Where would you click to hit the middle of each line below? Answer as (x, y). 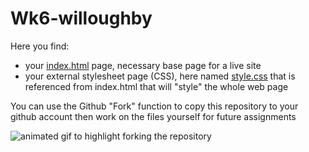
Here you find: (40, 46)
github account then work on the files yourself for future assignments (153, 116)
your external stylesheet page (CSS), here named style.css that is (160, 76)
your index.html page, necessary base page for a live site (143, 65)
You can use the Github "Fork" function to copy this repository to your (154, 106)
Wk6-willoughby (81, 18)
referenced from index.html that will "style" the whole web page (156, 86)
